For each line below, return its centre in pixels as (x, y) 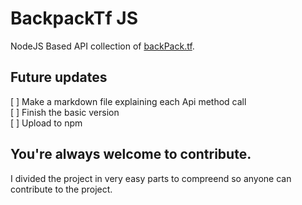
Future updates (59, 77)
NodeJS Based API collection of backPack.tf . (102, 46)
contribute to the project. (61, 189)
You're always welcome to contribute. (131, 154)
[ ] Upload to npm (46, 123)
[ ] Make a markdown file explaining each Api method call (128, 101)
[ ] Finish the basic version (65, 112)
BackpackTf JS (74, 18)
